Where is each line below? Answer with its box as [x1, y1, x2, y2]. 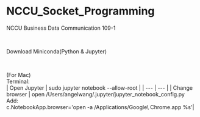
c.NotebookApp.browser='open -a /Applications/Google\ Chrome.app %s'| [6, 103, 195, 110]
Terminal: [6, 78, 30, 85]
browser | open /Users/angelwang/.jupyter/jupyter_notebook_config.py [6, 90, 185, 98]
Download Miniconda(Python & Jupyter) [6, 47, 107, 55]
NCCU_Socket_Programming [6, 4, 155, 18]
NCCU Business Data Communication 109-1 [6, 24, 116, 32]
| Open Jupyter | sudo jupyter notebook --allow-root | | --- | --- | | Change [6, 84, 193, 92]
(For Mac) [6, 71, 31, 78]
